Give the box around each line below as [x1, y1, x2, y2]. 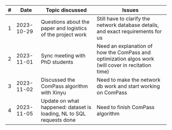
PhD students [40, 59, 73, 65]
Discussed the [40, 76, 75, 83]
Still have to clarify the [96, 15, 150, 22]
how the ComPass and [96, 49, 151, 56]
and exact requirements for [96, 28, 162, 35]
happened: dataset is [40, 104, 92, 111]
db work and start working [96, 83, 160, 90]
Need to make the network [96, 76, 161, 83]
